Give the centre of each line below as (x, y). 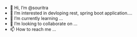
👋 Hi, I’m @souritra (29, 8)
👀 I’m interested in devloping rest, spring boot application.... (71, 13)
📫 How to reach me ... (33, 29)
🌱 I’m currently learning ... (36, 18)
